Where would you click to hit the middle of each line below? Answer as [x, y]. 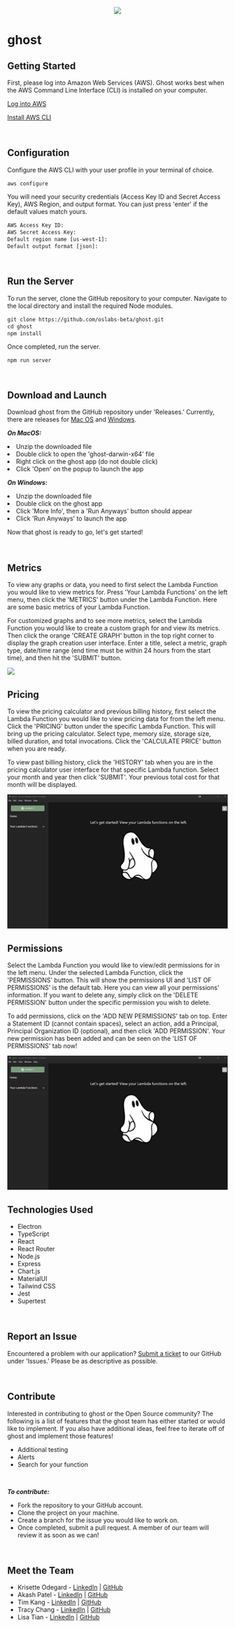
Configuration [38, 153]
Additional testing [43, 1449]
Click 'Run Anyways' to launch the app [72, 518]
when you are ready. [37, 749]
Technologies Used [50, 1210]
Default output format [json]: [53, 246]
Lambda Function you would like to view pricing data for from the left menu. [116, 719]
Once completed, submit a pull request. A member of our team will [113, 1527]
